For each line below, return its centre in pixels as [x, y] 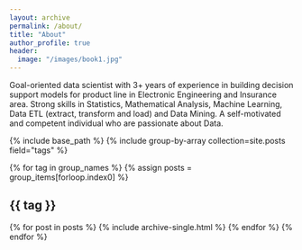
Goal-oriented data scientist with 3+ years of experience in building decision [151, 85]
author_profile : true [50, 43]
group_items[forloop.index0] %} [69, 177]
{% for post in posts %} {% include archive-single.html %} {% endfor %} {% [151, 227]
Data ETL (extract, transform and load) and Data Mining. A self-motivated [145, 114]
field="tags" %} [39, 150]
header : [24, 51]
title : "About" [38, 34]
